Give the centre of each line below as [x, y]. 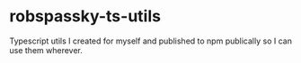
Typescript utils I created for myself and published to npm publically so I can [150, 41]
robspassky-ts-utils [85, 16]
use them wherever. [46, 50]
